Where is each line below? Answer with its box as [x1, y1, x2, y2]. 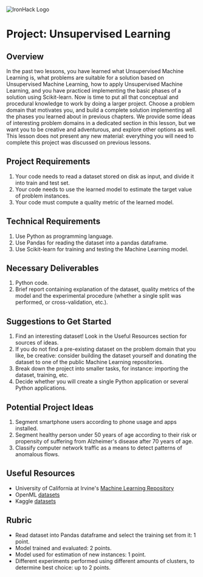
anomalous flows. [15, 451, 60, 458]
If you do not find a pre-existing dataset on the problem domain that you [15, 345, 196, 353]
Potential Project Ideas [6, 402, 94, 412]
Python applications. [15, 384, 67, 392]
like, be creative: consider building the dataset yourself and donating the [15, 352, 197, 359]
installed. [15, 425, 38, 432]
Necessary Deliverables [6, 263, 99, 274]
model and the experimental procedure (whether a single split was [15, 292, 181, 299]
